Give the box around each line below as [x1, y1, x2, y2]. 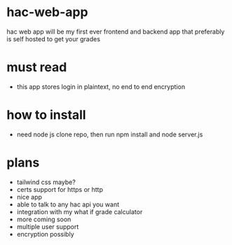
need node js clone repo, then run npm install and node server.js [16, 130, 203, 139]
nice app [16, 192, 43, 201]
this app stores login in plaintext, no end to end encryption [16, 82, 186, 91]
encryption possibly [16, 230, 74, 238]
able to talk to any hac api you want [16, 200, 120, 209]
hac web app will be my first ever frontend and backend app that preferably [6, 27, 225, 36]
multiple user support [16, 222, 79, 231]
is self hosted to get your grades [6, 34, 101, 43]
